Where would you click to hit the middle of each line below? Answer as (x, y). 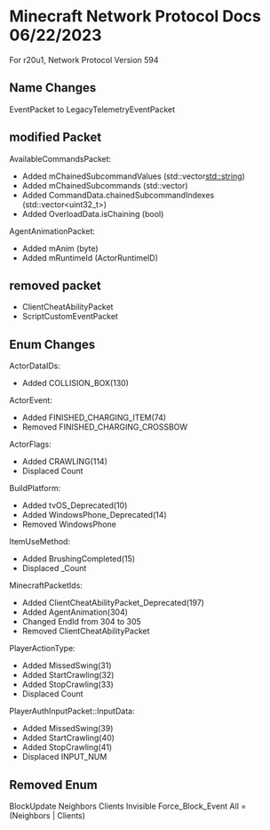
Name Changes (53, 88)
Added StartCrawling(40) (68, 738)
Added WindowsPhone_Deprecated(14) (94, 515)
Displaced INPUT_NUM (64, 757)
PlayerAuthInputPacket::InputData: (72, 711)
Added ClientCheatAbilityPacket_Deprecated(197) (113, 603)
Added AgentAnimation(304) (75, 612)
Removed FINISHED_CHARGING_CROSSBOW (105, 427)
